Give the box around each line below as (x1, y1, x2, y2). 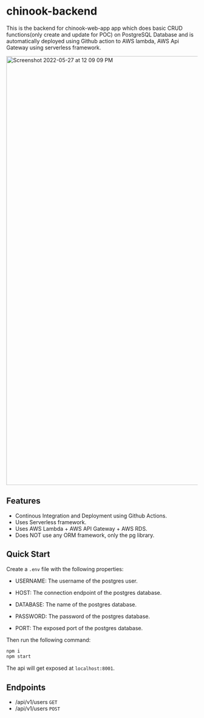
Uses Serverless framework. (15, 518, 87, 525)
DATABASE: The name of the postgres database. (15, 600, 137, 608)
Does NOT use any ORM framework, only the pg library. (15, 531, 155, 539)
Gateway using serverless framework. (6, 44, 101, 51)
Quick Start (6, 549, 50, 560)
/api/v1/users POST (15, 705, 61, 713)
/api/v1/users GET (15, 698, 58, 706)
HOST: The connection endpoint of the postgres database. (15, 589, 162, 596)
